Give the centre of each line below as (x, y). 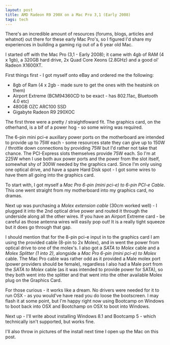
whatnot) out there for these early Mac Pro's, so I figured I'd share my (78, 39)
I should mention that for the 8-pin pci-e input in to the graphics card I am (82, 237)
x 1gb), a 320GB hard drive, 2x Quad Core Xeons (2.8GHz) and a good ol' (82, 60)
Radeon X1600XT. (24, 65)
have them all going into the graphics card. (50, 175)
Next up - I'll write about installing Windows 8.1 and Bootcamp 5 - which (81, 317)
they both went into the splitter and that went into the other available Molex (84, 275)
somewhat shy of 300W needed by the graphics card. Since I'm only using (83, 164)
